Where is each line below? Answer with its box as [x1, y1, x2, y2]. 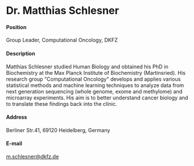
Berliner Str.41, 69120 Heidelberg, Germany [6, 126, 110, 133]
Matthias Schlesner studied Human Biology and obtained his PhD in [6, 63, 168, 70]
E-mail [6, 140, 22, 147]
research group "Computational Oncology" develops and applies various [6, 75, 181, 82]
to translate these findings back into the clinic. [6, 100, 117, 107]
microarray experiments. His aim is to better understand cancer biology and [6, 94, 189, 101]
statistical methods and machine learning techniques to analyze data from [6, 81, 184, 89]
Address [6, 113, 27, 121]
